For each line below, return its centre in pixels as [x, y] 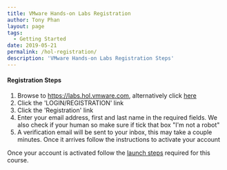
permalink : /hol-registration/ [52, 52]
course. [18, 160]
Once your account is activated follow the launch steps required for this [109, 153]
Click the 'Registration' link [55, 110]
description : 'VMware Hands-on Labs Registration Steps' [91, 59]
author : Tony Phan [33, 20]
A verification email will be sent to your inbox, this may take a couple [115, 132]
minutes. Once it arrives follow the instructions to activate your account [119, 139]
